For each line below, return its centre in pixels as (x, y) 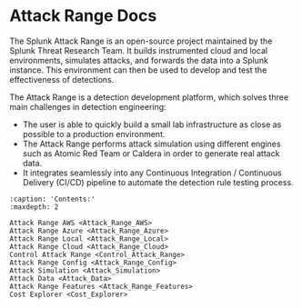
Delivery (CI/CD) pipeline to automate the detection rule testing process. (158, 182)
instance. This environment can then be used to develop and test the (138, 70)
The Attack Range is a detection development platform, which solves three (149, 97)
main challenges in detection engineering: (88, 106)
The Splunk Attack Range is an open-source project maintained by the (141, 41)
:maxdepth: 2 (34, 207)
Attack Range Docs (83, 16)
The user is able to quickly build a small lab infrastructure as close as (152, 124)
